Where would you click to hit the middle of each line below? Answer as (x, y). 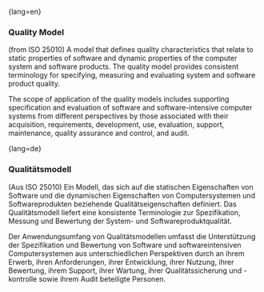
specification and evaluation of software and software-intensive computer (130, 108)
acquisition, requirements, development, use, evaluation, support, (116, 125)
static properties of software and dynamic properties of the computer (123, 58)
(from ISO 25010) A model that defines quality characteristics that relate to (131, 50)
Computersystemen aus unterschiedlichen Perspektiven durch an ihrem (126, 253)
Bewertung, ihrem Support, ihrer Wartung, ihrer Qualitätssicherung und (125, 270)
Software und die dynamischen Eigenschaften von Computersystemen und (132, 195)
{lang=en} (25, 12)
